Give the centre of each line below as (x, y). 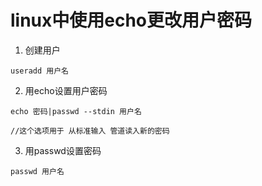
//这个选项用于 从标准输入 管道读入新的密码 (90, 131)
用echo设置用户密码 (66, 90)
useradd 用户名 (39, 71)
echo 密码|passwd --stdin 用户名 (76, 111)
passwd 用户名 (37, 171)
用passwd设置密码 (63, 150)
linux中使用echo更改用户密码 (131, 20)
